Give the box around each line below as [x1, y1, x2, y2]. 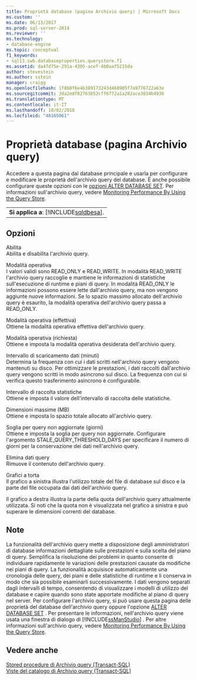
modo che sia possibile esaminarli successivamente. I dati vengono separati [6, 578, 191, 585]
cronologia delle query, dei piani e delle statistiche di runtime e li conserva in [6, 572, 192, 579]
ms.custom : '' [6, 14, 41, 20]
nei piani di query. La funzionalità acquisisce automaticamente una [6, 566, 168, 573]
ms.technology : [6, 36, 44, 42]
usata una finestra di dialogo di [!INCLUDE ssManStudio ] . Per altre [6, 616, 166, 623]
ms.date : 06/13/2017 [6, 19, 57, 25]
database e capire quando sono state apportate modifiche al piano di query [6, 591, 189, 598]
